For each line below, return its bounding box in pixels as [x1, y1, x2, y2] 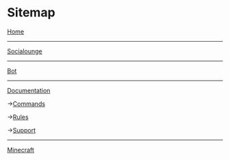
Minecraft [7, 146, 34, 154]
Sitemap [7, 5, 56, 21]
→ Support [7, 126, 36, 134]
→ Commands [7, 99, 46, 107]
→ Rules [7, 113, 29, 121]
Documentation [7, 86, 51, 94]
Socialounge [7, 46, 42, 55]
